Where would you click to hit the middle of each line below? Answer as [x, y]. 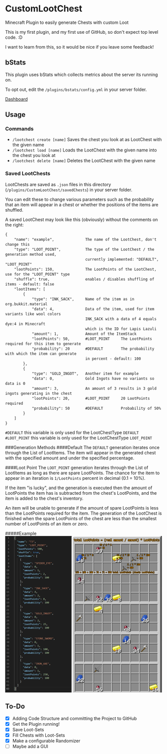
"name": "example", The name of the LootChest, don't [85, 239]
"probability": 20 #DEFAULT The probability [93, 349]
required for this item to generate [43, 344]
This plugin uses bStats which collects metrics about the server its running [82, 75]
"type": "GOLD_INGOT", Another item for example [85, 374]
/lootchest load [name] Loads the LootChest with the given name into [84, 150]
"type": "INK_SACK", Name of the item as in [83, 299]
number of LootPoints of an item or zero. [47, 524]
